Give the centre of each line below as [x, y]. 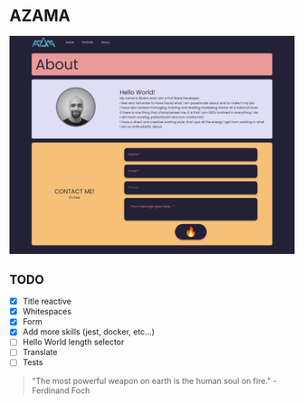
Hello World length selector [73, 342]
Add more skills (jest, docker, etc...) [89, 332]
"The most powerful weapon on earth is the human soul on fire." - [154, 381]
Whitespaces [47, 312]
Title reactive [47, 301]
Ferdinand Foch [61, 390]
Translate [40, 352]
